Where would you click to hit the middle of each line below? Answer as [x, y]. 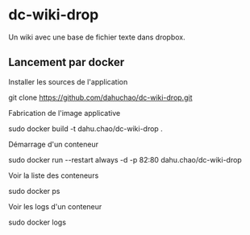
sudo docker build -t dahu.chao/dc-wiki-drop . [85, 128]
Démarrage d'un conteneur [54, 144]
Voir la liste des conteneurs [54, 175]
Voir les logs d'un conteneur [55, 206]
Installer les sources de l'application [68, 81]
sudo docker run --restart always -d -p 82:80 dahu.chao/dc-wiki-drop [125, 159]
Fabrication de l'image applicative [65, 113]
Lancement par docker [67, 62]
